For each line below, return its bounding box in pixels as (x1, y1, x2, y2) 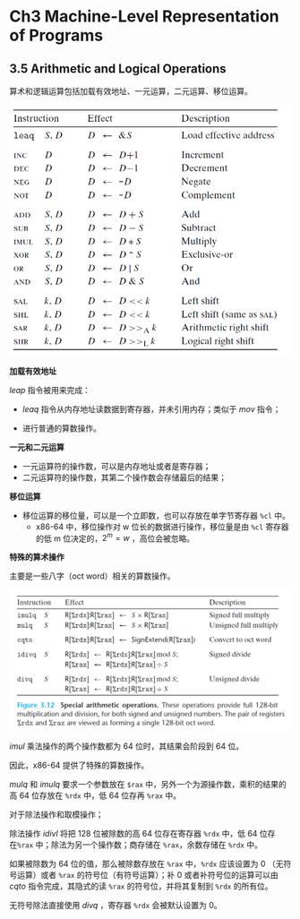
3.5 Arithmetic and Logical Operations (9, 61, 227, 76)
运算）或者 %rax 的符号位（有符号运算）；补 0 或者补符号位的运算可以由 (16, 869, 279, 880)
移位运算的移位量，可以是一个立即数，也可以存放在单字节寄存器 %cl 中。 (21, 510, 291, 520)
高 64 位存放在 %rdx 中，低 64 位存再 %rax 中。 (9, 790, 182, 801)
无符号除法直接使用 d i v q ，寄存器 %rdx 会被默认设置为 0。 (9, 899, 222, 910)
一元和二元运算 (9, 442, 64, 452)
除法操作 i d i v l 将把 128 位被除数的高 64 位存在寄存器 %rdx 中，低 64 (9, 828, 258, 838)
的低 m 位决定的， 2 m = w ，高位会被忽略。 (35, 531, 195, 544)
